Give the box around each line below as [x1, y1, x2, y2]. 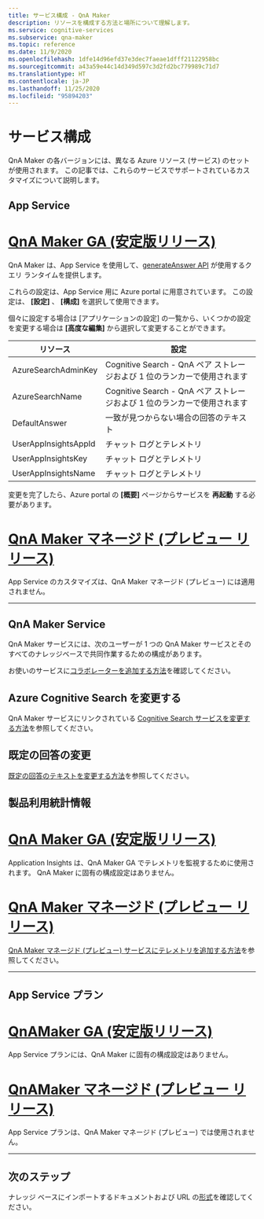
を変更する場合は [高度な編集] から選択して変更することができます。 [8, 323, 230, 333]
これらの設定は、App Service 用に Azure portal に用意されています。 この [8, 286, 246, 296]
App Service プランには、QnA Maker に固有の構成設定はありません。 [8, 1050, 233, 1059]
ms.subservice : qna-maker [8, 33, 93, 42]
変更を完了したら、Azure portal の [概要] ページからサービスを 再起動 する [8, 489, 249, 499]
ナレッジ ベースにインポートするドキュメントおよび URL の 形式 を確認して [8, 1192, 247, 1202]
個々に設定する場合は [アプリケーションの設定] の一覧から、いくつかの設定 [8, 313, 251, 322]
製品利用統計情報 [8, 796, 91, 810]
